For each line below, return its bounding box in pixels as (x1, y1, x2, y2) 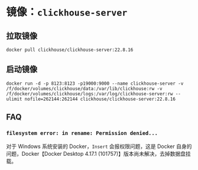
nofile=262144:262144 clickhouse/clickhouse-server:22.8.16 (24, 96, 176, 102)
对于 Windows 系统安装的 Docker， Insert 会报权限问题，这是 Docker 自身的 (6, 143, 192, 150)
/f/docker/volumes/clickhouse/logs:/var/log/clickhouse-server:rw (6, 91, 173, 97)
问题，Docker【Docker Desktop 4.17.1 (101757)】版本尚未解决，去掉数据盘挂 (6, 150, 191, 157)
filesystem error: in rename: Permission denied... (6, 130, 158, 137)
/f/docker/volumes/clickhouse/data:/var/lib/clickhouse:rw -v (6, 85, 163, 92)
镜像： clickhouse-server (6, 5, 128, 19)
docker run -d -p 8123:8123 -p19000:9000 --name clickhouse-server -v (6, 81, 184, 86)
